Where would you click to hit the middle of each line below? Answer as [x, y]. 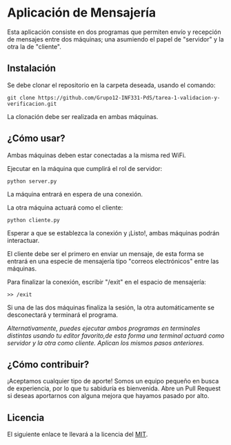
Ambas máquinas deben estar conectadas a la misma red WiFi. [97, 155]
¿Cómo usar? [36, 139]
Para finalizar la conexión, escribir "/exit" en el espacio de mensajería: [107, 282]
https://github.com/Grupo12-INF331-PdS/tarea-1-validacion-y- [129, 98]
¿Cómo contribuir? [48, 364]
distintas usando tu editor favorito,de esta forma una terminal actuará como [116, 335]
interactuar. [23, 240]
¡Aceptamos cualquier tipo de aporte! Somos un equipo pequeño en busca [113, 381]
